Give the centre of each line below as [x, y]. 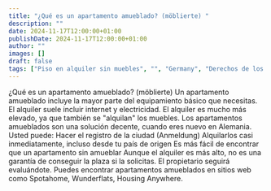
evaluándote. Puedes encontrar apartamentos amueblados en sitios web [130, 169]
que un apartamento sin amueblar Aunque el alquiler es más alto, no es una [135, 152]
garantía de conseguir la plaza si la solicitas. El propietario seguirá [119, 161]
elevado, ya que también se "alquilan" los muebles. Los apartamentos [125, 118]
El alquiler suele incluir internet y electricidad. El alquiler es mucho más [127, 109]
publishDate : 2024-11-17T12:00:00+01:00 [78, 39]
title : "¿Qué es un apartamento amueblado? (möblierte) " [109, 16]
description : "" [36, 24]
